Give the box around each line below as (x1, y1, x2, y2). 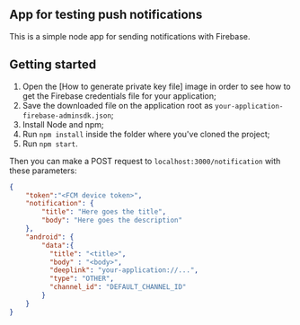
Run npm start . (22, 138, 78, 149)
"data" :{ (41, 241, 75, 250)
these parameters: (9, 165, 77, 176)
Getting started (9, 57, 97, 73)
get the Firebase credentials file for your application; (22, 90, 217, 101)
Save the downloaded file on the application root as (22, 100, 214, 110)
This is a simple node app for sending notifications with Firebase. (9, 31, 251, 41)
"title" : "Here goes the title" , (41, 207, 167, 216)
